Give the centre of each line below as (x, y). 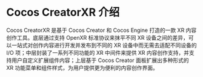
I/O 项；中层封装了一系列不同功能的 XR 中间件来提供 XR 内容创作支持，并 (98, 52)
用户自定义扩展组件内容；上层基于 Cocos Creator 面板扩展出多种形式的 (100, 60)
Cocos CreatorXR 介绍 (63, 12)
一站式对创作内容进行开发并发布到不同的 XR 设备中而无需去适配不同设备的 (104, 45)
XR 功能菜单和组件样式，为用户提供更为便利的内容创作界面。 (82, 67)
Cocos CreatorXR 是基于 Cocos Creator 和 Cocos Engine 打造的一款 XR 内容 (101, 30)
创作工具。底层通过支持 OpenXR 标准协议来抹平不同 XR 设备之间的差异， (98, 37)
